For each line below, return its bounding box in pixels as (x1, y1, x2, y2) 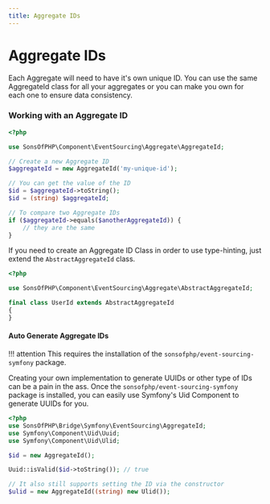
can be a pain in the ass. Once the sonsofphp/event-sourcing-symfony (8, 382, 239, 391)
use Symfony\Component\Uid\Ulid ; (8, 436, 121, 445)
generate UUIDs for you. (8, 399, 89, 408)
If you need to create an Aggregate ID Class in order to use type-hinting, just (8, 246, 262, 256)
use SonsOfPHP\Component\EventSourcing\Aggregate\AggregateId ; (8, 142, 225, 151)
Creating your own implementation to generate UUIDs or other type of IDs (8, 373, 253, 383)
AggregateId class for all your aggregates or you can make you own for (8, 81, 244, 91)
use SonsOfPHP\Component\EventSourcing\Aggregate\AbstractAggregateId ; (8, 285, 253, 293)
